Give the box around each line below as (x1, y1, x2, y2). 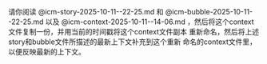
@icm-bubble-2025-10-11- (165, 7, 253, 16)
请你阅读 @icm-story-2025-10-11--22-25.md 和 (8, 7, 164, 16)
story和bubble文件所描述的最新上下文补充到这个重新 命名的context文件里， (8, 37, 257, 46)
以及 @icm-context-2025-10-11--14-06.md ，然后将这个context (45, 17, 254, 26)
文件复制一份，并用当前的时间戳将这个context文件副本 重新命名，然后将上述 (8, 27, 260, 36)
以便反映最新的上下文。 (8, 47, 86, 56)
